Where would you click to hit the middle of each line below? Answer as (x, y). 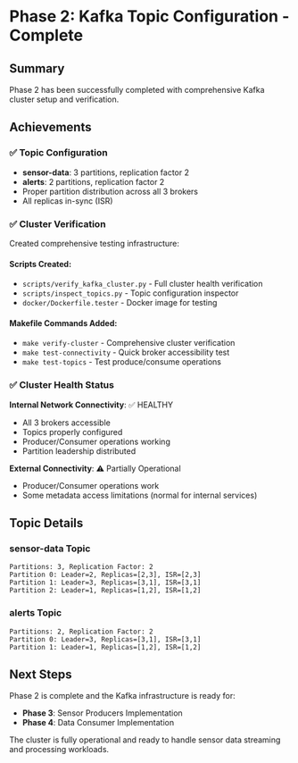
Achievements (50, 127)
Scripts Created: (41, 264)
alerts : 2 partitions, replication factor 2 (93, 181)
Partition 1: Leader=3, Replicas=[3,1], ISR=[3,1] (105, 583)
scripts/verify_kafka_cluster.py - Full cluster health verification (142, 284)
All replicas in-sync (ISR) (67, 201)
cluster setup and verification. (64, 99)
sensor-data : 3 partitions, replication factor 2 (106, 172)
